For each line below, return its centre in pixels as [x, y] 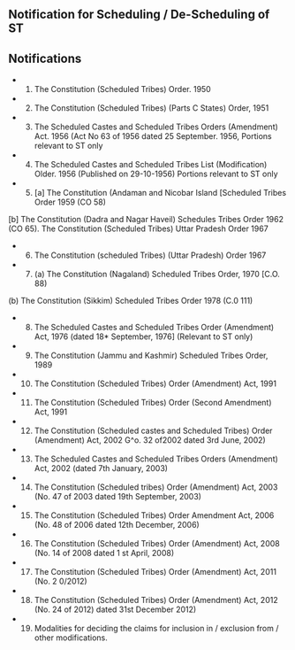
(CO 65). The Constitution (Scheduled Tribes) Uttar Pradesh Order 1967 [138, 228]
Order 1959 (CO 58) [70, 202]
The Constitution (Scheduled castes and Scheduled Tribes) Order [153, 431]
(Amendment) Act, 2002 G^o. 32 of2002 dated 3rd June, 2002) [150, 440]
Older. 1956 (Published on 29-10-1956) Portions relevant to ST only [156, 174]
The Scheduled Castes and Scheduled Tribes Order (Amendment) [154, 328]
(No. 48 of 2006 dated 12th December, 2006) [117, 525]
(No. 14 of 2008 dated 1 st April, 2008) [104, 553]
